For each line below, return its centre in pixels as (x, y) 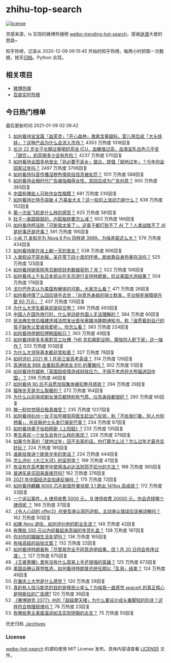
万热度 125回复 (29, 263)
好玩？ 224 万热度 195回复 (41, 447)
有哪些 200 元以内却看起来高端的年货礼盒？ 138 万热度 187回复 (79, 530)
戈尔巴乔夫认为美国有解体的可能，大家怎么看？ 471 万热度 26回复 (81, 289)
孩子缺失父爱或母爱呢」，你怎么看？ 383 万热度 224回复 (71, 327)
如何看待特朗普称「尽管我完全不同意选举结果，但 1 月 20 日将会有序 (84, 549)
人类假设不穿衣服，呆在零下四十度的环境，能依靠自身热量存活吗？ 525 (87, 257)
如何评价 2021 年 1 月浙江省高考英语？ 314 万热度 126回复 (73, 358)
